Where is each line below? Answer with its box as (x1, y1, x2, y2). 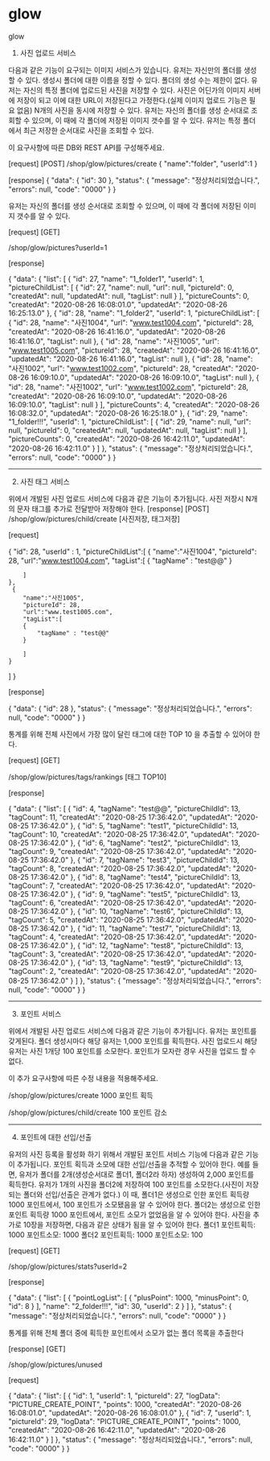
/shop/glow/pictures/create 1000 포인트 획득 (8, 1090, 154, 1100)
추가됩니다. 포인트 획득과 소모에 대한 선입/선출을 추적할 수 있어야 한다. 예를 (16, 1159, 251, 1169)
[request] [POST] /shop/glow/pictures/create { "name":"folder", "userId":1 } (8, 159, 258, 168)
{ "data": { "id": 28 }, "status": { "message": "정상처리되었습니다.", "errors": (8, 704, 252, 713)
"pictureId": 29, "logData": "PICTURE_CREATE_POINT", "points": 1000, (8, 1416, 241, 1426)
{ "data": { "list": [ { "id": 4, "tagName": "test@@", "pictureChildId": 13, (8, 803, 241, 813)
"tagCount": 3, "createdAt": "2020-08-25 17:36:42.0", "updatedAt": (8, 949, 231, 959)
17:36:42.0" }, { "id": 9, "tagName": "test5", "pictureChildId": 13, (31, 889, 241, 898)
